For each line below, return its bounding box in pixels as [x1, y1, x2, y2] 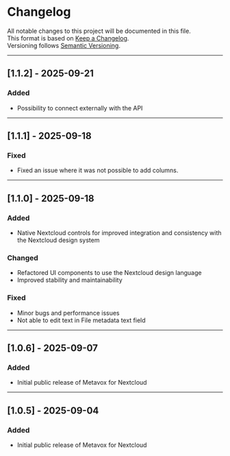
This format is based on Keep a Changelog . [7, 34, 129, 42]
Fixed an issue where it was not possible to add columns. [16, 166, 179, 175]
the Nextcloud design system [16, 236, 100, 244]
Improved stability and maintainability [16, 276, 123, 285]
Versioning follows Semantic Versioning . [7, 41, 121, 49]
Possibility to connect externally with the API [16, 104, 143, 112]
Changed [7, 253, 39, 263]
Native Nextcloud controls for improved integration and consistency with [16, 229, 222, 237]
